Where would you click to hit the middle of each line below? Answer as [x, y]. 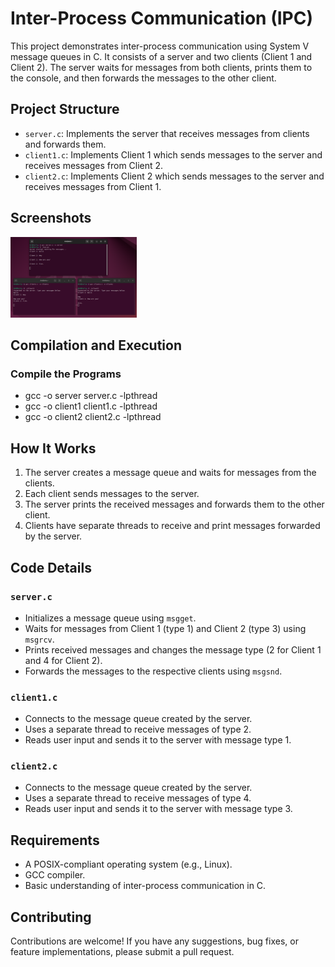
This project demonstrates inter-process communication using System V [160, 46]
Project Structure [65, 109]
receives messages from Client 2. [94, 165]
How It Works [53, 448]
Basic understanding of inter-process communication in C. [145, 886]
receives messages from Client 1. [93, 186]
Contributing [51, 917]
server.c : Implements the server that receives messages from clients [167, 133]
